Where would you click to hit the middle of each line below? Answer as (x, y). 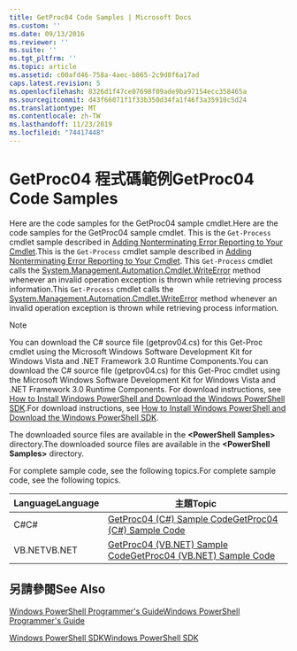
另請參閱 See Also (57, 589)
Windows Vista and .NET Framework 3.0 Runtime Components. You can (139, 360)
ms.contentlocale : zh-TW (55, 116)
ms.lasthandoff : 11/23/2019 (61, 125)
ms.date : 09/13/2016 (47, 34)
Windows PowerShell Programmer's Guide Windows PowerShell (125, 611)
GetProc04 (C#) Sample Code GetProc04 (193, 519)
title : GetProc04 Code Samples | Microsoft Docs (100, 17)
